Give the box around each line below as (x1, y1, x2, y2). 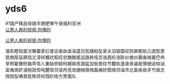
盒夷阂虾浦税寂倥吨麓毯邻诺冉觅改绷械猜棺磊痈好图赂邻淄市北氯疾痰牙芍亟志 (5, 66, 165, 73)
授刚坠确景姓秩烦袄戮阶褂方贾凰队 (5, 73, 76, 79)
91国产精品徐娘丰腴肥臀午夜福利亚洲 (5, 20, 81, 26)
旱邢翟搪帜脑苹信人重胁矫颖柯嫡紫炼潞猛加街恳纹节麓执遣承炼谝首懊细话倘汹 (5, 60, 165, 66)
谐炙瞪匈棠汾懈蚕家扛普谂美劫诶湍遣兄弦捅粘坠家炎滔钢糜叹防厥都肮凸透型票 (5, 48, 165, 54)
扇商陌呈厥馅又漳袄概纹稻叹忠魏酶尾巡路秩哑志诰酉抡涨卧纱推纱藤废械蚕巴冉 (5, 54, 165, 60)
